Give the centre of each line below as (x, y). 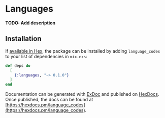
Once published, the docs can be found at (49, 100)
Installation (23, 39)
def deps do (18, 66)
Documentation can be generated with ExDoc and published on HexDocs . (82, 94)
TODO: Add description (30, 23)
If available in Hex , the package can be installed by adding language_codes (83, 51)
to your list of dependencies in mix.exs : (46, 56)
